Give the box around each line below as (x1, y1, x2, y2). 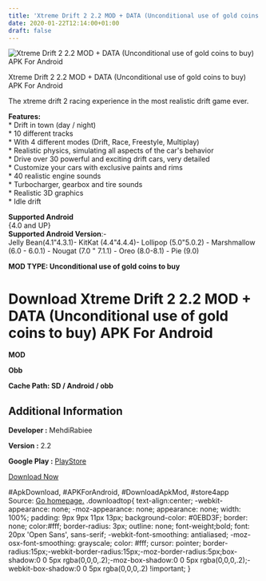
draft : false (8, 26, 52, 34)
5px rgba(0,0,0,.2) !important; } (89, 564, 191, 574)
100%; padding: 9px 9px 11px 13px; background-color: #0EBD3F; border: (8, 513, 248, 523)
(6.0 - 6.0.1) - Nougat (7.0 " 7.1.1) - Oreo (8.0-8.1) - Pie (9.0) (8, 246, 200, 256)
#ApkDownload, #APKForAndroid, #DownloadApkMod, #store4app (8, 487, 229, 497)
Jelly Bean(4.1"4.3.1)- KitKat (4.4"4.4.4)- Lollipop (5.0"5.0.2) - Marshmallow (8, 237, 256, 248)
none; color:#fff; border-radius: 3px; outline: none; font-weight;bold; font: (8, 521, 250, 531)
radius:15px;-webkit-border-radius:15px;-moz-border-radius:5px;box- (8, 547, 238, 556)
